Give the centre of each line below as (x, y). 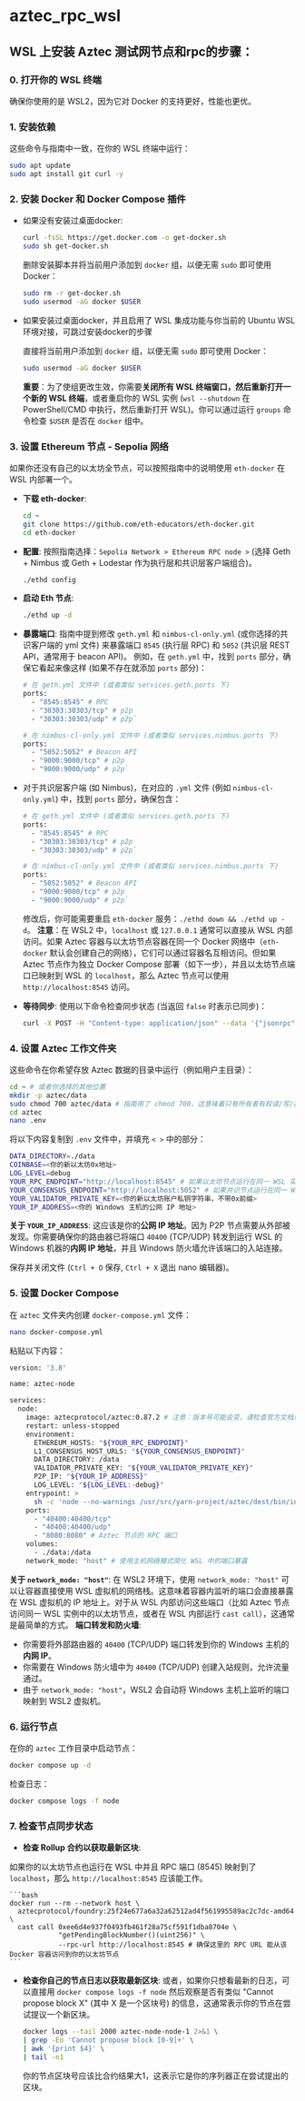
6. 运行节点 (34, 1727)
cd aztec (26, 1112)
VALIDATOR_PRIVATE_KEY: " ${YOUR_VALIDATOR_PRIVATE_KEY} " (143, 1468)
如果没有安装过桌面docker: (73, 221)
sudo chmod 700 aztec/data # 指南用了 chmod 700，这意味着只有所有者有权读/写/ (152, 1104)
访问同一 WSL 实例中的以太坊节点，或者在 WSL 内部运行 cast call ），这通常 (152, 1613)
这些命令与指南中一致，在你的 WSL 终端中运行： (100, 149)
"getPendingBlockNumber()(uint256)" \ (131, 1936)
